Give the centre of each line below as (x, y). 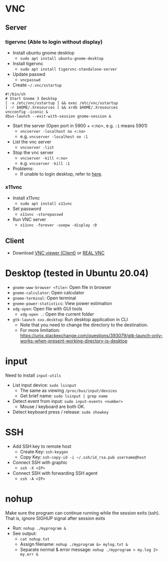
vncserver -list (37, 147)
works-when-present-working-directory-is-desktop (74, 341)
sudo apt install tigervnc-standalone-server (68, 69)
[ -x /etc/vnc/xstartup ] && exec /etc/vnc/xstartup (62, 103)
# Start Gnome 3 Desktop (31, 98)
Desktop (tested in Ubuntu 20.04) (77, 273)
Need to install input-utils (33, 375)
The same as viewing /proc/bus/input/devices (68, 390)
